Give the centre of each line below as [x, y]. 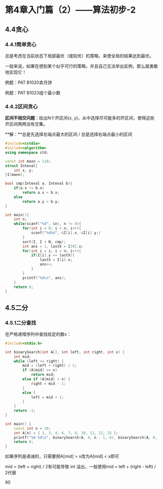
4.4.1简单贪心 [21, 44]
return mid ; [43, 375]
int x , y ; [24, 170]
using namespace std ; [27, 152]
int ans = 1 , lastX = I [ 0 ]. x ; [53, 246]
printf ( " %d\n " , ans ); [44, 278]
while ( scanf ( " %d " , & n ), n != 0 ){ [48, 224]
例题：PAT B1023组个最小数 [33, 93]
